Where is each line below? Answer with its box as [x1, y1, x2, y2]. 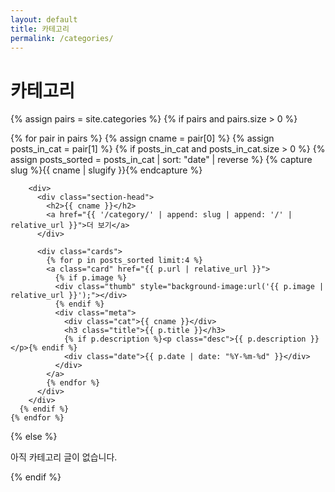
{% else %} [10, 431, 58, 443]
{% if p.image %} [54, 273, 128, 283]
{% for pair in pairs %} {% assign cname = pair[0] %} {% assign [10, 132, 275, 145]
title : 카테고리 [10, 24, 70, 34]
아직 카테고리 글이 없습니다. [10, 451, 118, 463]
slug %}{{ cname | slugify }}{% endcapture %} [10, 164, 203, 176]
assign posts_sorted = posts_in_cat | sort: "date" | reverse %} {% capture [10, 154, 313, 166]
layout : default [10, 14, 78, 25]
